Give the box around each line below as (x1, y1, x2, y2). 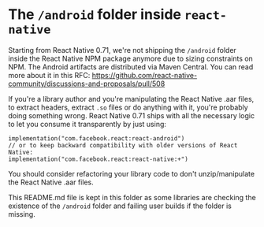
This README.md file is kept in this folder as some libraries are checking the (8, 192, 256, 202)
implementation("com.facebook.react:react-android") (8, 134, 185, 143)
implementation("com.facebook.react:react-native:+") (8, 155, 189, 163)
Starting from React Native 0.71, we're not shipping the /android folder (8, 45, 236, 54)
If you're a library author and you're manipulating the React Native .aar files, (8, 94, 255, 103)
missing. (8, 209, 35, 218)
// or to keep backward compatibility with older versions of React (8, 141, 238, 149)
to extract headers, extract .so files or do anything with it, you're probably (8, 102, 248, 112)
